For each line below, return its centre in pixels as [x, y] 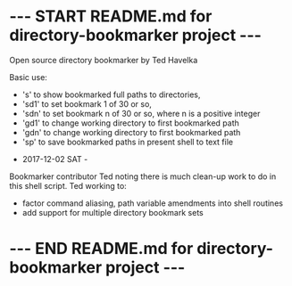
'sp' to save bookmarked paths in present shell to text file [128, 142]
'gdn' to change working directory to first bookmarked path [131, 132]
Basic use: [28, 77]
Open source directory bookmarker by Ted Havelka [104, 60]
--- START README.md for [111, 16]
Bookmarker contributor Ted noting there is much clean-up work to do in [143, 176]
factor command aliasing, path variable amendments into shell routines [153, 203]
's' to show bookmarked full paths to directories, [111, 94]
